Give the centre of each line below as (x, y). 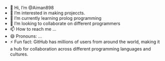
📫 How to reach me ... (33, 29)
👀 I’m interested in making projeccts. (47, 13)
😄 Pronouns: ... (26, 36)
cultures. (19, 54)
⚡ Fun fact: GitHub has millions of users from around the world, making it (85, 42)
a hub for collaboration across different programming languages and (80, 49)
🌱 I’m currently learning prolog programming (55, 18)
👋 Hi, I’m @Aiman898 (32, 8)
